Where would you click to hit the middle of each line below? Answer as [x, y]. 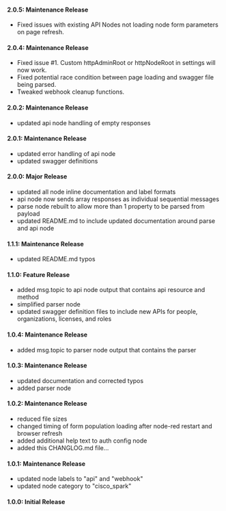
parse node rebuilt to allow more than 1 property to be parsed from [111, 207]
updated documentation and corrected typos [80, 380]
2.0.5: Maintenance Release [48, 10]
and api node [36, 228]
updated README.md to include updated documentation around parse [116, 221]
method [28, 297]
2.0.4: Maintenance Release [48, 47]
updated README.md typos [56, 259]
